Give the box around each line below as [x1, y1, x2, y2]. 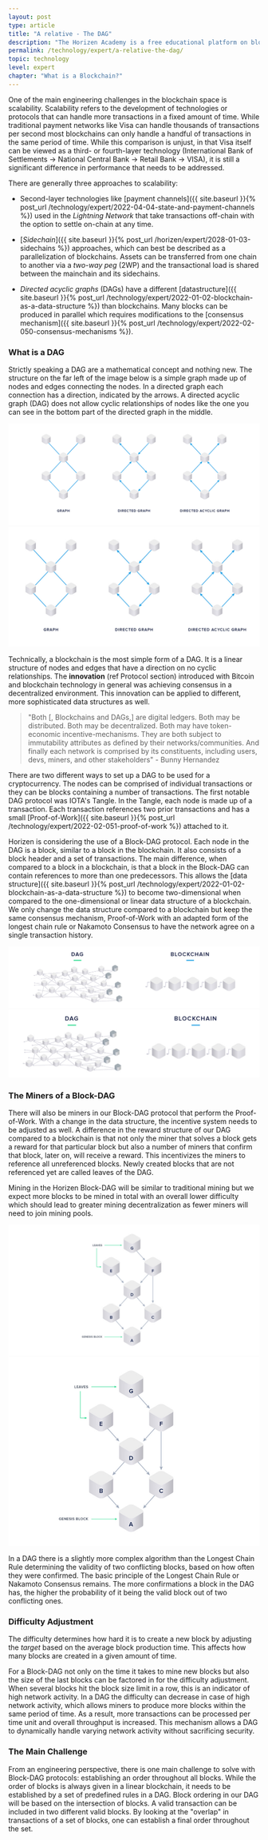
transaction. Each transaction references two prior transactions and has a [8, 804, 250, 814]
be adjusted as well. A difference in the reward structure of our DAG [8, 1125, 231, 1135]
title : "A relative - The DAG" [8, 30, 112, 38]
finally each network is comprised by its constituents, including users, [27, 747, 258, 756]
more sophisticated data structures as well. [8, 697, 150, 707]
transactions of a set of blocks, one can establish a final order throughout [8, 1815, 250, 1825]
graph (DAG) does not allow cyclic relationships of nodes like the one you [8, 399, 250, 408]
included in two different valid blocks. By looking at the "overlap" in [8, 1806, 230, 1816]
